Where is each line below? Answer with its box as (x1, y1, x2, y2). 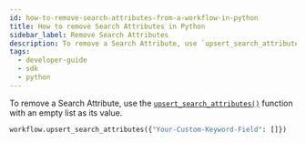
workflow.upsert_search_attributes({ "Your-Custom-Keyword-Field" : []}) (9, 125, 287, 134)
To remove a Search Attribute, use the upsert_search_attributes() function (9, 97, 293, 108)
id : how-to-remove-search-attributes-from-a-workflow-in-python (9, 13, 259, 23)
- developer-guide (17, 56, 88, 65)
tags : (9, 47, 30, 56)
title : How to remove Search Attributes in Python (9, 22, 206, 31)
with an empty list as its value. (9, 107, 123, 118)
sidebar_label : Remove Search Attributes (9, 30, 169, 39)
